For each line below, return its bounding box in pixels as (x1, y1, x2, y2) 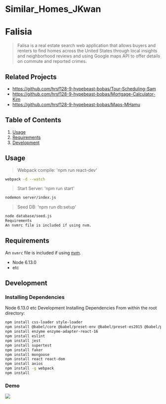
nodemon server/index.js (5, 195, 56, 200)
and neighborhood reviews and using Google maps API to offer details (17, 53, 161, 59)
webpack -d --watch (5, 177, 45, 182)
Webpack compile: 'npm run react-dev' (17, 167, 97, 173)
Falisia (5, 26, 32, 38)
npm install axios (5, 361, 43, 366)
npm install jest (5, 338, 41, 343)
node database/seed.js (5, 214, 52, 219)
